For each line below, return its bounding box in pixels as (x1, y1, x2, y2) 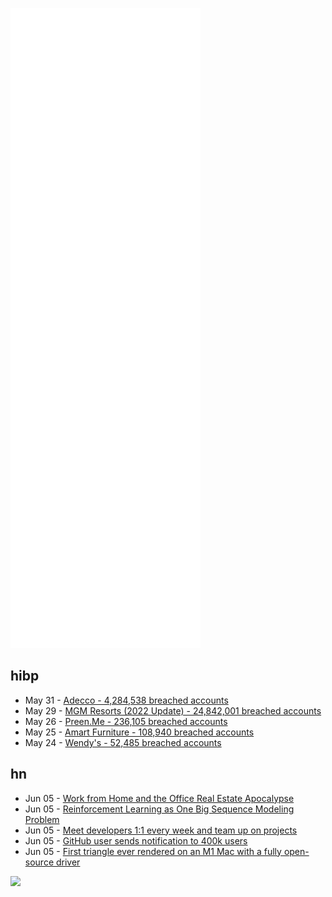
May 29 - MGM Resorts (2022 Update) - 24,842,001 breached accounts (24, 704, 322, 717)
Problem (24, 813, 60, 825)
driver (55, 856, 81, 868)
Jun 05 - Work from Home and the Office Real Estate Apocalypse (24, 792, 295, 804)
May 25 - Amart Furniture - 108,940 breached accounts (24, 726, 255, 738)
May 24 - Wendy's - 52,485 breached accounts (24, 736, 222, 748)
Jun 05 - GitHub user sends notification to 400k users (24, 834, 248, 847)
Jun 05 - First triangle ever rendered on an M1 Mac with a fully (24, 845, 282, 857)
